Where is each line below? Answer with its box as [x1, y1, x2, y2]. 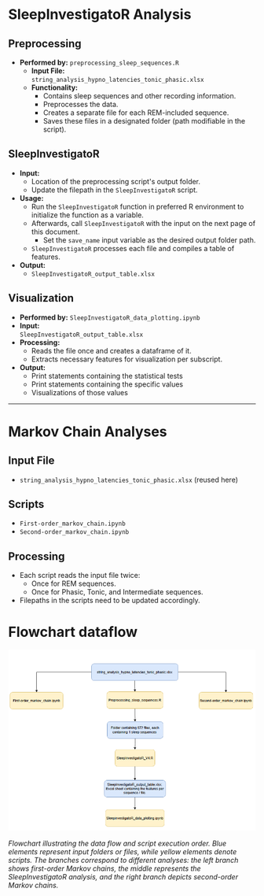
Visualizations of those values [31, 387, 128, 397]
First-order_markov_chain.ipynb [19, 520, 126, 528]
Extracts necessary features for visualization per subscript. [31, 354, 222, 364]
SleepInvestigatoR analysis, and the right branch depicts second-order [8, 872, 238, 882]
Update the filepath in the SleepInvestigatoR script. [31, 185, 198, 194]
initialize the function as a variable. [31, 210, 144, 220]
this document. [31, 227, 80, 236]
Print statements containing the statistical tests [31, 371, 183, 380]
